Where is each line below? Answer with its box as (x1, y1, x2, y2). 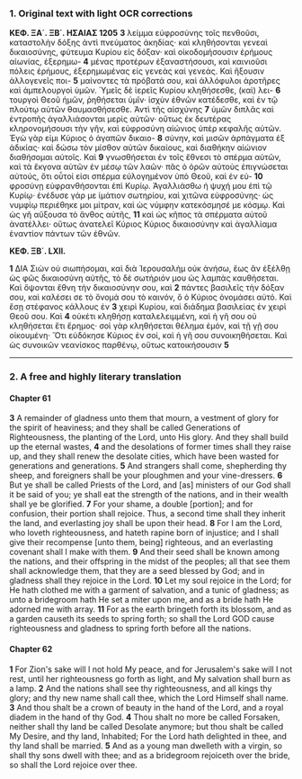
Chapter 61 (9, 392, 51, 403)
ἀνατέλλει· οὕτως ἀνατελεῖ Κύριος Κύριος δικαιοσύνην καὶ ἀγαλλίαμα (9, 219, 278, 229)
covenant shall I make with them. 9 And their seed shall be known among (9, 547, 280, 558)
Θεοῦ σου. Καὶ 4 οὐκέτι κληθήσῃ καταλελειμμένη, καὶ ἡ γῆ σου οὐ (9, 311, 257, 322)
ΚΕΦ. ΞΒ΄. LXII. (9, 246, 67, 256)
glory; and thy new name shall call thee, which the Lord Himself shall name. (9, 692, 289, 703)
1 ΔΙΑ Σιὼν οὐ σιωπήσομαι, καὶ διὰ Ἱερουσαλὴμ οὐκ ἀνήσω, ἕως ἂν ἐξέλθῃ (9, 264, 290, 274)
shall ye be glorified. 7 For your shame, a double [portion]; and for (9, 498, 253, 510)
